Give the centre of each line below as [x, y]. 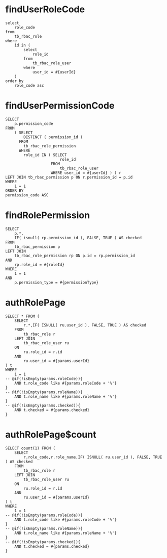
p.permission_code [34, 123]
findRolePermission [48, 215]
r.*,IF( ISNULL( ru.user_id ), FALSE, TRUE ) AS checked [85, 325]
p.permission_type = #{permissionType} [57, 282]
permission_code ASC [27, 195]
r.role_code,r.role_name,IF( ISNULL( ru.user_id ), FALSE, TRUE [93, 457]
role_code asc [29, 85]
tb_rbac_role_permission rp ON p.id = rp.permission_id [75, 256]
